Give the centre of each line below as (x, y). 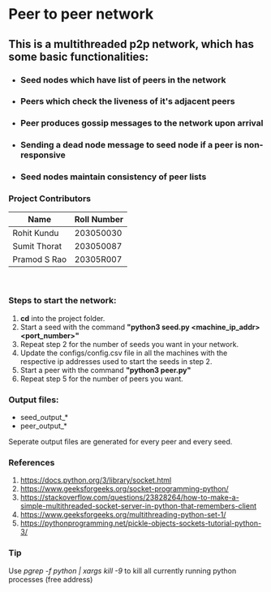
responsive (43, 155)
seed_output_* (44, 418)
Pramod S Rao (40, 260)
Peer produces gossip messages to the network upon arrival (142, 123)
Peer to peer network (81, 14)
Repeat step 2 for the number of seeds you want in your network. (129, 344)
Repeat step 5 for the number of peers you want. (102, 379)
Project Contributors (50, 199)
